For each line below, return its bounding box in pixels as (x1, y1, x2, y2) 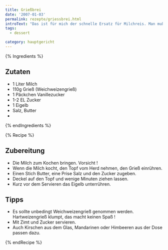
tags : (5, 26, 16, 31)
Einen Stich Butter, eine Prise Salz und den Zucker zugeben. (12, 170, 136, 176)
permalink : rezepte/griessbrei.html (5, 16, 81, 21)
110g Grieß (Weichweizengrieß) (12, 86, 77, 92)
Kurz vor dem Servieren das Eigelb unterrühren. (12, 181, 111, 187)
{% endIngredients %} (5, 122, 51, 128)
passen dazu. (12, 230, 40, 236)
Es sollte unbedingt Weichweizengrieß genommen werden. (12, 209, 134, 215)
